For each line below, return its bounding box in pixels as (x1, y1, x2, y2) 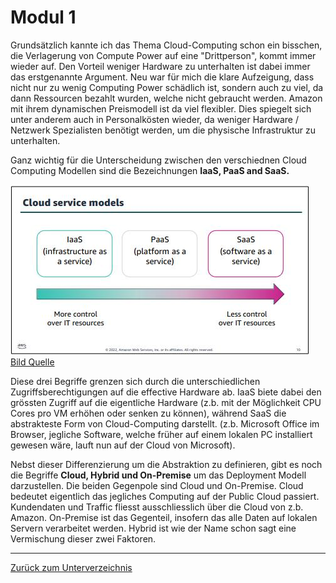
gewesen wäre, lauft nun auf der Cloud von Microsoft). (10, 439, 236, 451)
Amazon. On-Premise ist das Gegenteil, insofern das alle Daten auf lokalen (10, 511, 318, 523)
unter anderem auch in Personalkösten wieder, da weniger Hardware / (10, 113, 300, 125)
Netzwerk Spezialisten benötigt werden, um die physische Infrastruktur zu (10, 124, 317, 136)
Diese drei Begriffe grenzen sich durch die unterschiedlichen (10, 375, 261, 387)
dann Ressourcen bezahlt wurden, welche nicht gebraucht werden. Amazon (10, 92, 323, 104)
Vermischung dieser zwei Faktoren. (10, 532, 157, 545)
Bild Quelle (10, 356, 55, 368)
